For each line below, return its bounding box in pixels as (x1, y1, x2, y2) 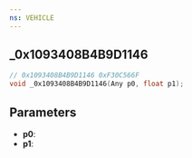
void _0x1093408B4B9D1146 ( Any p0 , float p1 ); (9, 79, 184, 89)
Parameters (9, 104, 77, 120)
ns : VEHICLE (9, 13, 54, 23)
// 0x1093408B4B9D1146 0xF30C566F (9, 71, 140, 80)
